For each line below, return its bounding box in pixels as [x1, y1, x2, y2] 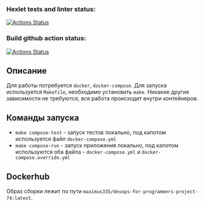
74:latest [6, 195, 32, 202]
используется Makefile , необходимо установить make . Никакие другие [6, 88, 189, 96]
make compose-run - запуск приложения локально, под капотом [15, 142, 179, 149]
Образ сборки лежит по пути [6, 188, 82, 195]
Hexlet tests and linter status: [6, 5, 96, 13]
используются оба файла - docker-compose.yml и [15, 149, 140, 156]
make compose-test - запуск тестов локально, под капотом [15, 129, 166, 136]
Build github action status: [6, 34, 87, 43]
